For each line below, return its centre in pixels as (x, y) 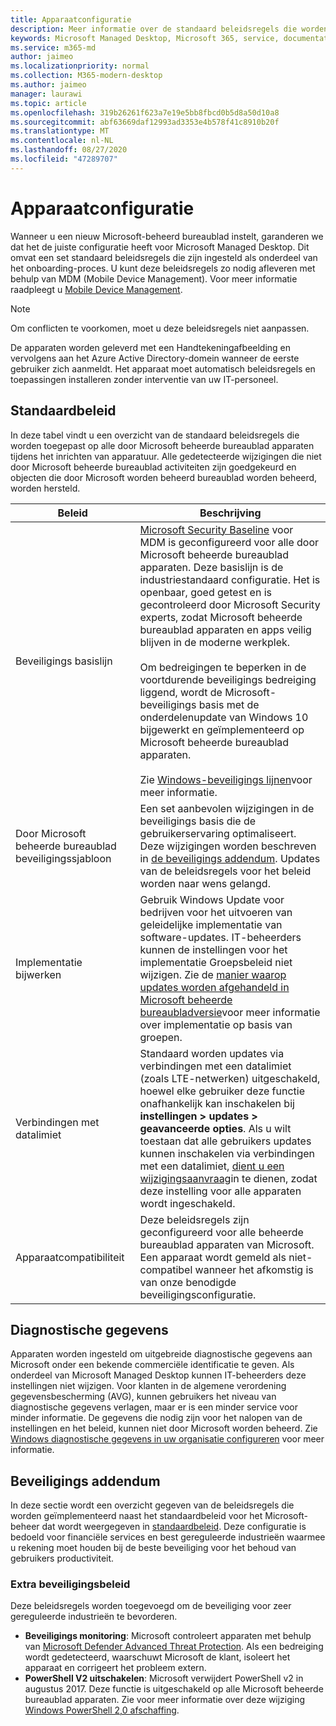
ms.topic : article (48, 103)
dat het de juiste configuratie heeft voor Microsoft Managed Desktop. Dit (160, 247)
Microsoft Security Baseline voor (216, 529)
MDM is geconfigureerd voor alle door (229, 542)
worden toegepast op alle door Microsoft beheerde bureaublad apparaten (162, 445)
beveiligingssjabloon (63, 858)
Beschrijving (230, 513)
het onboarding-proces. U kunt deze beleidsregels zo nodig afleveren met (163, 268)
